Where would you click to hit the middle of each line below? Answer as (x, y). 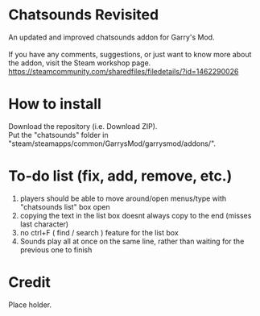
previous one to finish (56, 249)
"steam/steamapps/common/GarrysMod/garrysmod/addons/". (112, 143)
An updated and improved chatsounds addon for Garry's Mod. (111, 37)
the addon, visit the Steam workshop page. (80, 63)
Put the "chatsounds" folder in (58, 135)
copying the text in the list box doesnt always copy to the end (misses (136, 215)
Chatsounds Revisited (84, 15)
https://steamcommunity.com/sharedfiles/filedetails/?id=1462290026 (124, 71)
